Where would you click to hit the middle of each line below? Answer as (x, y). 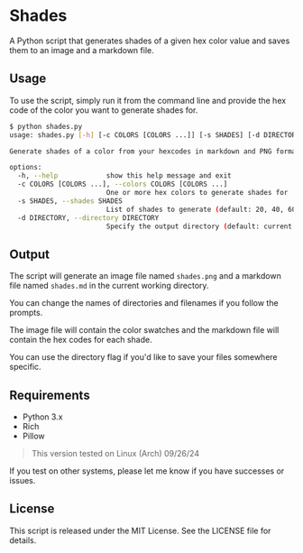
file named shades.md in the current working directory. (109, 286)
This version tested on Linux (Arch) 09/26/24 (115, 453)
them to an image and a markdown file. (82, 50)
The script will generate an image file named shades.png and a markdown (145, 276)
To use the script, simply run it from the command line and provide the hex (148, 100)
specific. (26, 367)
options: (26, 168)
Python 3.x (42, 417)
